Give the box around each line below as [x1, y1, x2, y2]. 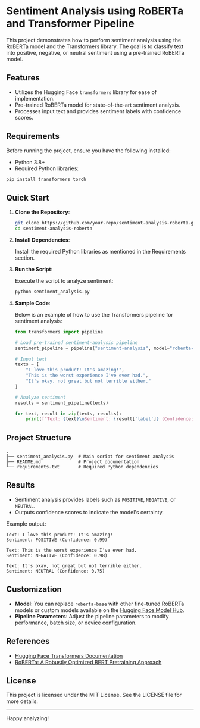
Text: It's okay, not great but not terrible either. [6, 563, 143, 569]
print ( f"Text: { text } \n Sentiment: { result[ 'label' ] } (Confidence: [26, 416, 194, 422]
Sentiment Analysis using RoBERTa [6, 4, 184, 18]
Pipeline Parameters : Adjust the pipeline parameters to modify [14, 613, 169, 620]
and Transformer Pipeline [6, 17, 135, 30]
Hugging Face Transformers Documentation [14, 652, 123, 659]
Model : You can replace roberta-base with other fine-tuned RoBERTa [14, 600, 185, 607]
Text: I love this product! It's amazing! [6, 532, 113, 538]
